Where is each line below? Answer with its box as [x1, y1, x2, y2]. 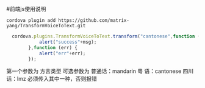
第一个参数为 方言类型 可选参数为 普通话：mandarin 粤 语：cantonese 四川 [6, 67, 194, 75]
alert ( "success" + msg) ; [38, 39, 97, 45]
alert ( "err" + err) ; [38, 50, 86, 56]
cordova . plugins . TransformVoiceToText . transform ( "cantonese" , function [12, 33, 195, 39]
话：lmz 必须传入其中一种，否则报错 [6, 75, 98, 83]
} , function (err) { [28, 44, 78, 50]
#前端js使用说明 [6, 5, 46, 12]
